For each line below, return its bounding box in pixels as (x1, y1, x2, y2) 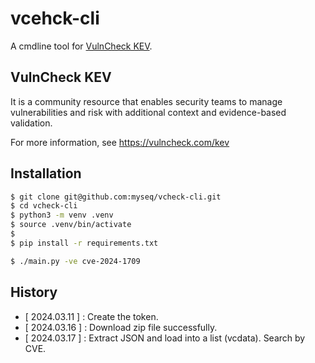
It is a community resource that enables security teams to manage (10, 95, 283, 107)
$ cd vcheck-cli (10, 201, 78, 211)
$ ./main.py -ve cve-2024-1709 (10, 256, 141, 266)
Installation (10, 165, 82, 182)
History (10, 284, 58, 301)
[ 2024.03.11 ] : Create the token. (24, 310, 159, 322)
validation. (10, 117, 53, 129)
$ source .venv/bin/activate (10, 220, 132, 230)
